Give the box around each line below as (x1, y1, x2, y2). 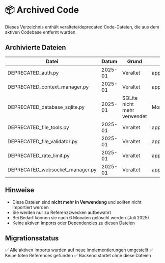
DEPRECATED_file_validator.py (7, 138, 78, 145)
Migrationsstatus (5, 234, 59, 242)
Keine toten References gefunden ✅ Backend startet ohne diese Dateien (5, 253, 151, 259)
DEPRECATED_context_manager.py (7, 83, 89, 90)
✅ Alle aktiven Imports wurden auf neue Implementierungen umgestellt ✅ (5, 247, 154, 253)
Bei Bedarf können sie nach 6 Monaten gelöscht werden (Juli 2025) (12, 214, 149, 220)
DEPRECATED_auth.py (7, 69, 59, 76)
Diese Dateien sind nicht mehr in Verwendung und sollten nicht (12, 199, 142, 205)
